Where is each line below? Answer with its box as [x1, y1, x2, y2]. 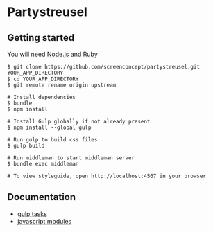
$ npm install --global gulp [7, 124, 92, 131]
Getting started [7, 32, 75, 44]
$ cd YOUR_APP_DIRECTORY [7, 75, 79, 82]
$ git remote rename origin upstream [7, 82, 117, 89]
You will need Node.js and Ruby [7, 50, 99, 58]
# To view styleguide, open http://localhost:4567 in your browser [7, 172, 207, 179]
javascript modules [17, 217, 72, 225]
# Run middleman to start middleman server [7, 154, 135, 161]
